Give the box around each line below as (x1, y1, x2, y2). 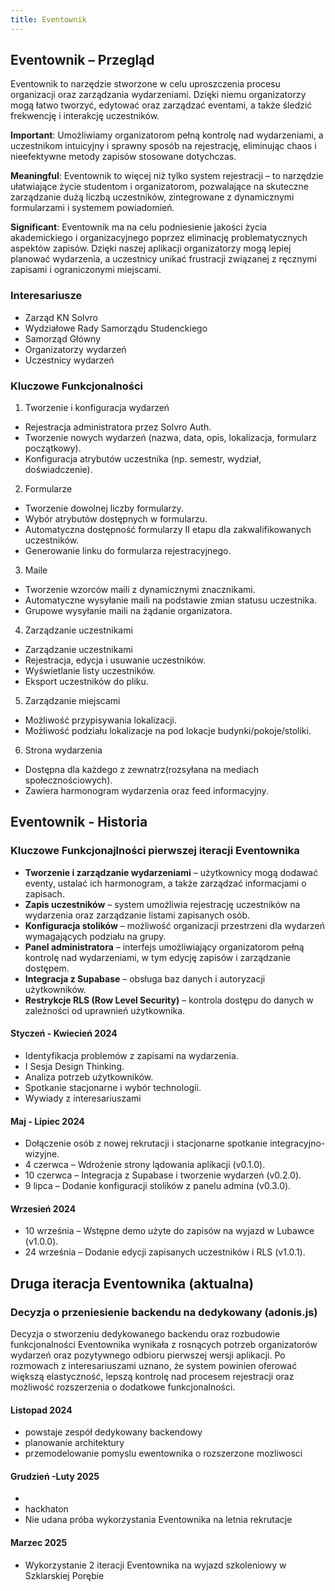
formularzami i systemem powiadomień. (10, 202, 175, 214)
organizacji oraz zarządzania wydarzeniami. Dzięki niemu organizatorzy (10, 89, 307, 101)
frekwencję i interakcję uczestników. (10, 110, 160, 122)
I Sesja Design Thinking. (24, 1060, 125, 1072)
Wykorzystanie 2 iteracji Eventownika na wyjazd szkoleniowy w (24, 1559, 287, 1571)
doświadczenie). (24, 464, 93, 476)
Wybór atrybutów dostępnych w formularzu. (24, 513, 208, 525)
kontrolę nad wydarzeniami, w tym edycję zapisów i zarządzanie (24, 951, 292, 963)
